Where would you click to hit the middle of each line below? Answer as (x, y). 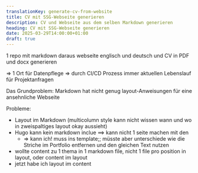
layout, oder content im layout (51, 157)
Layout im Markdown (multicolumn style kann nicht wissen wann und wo (103, 120)
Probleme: (19, 109)
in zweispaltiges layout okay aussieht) (61, 126)
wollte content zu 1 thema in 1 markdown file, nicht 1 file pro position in (100, 151)
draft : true (21, 39)
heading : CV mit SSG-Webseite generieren (58, 28)
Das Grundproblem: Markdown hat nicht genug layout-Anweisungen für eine (99, 91)
